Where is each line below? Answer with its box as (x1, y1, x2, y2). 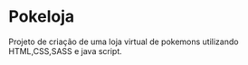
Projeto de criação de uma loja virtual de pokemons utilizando (8, 36, 239, 47)
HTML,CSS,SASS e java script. (8, 45, 123, 56)
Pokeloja (8, 6, 74, 27)
